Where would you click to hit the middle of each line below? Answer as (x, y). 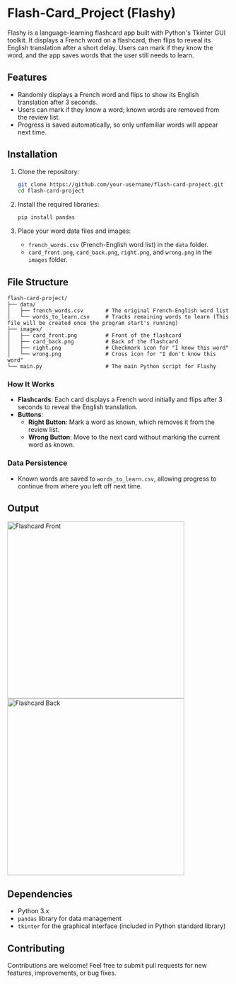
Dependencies (40, 894)
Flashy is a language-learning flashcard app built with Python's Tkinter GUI (117, 33)
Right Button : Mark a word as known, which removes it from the (122, 422)
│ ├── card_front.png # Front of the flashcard (94, 336)
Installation (33, 155)
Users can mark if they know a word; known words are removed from (118, 109)
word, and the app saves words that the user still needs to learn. (101, 55)
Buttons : (30, 415)
